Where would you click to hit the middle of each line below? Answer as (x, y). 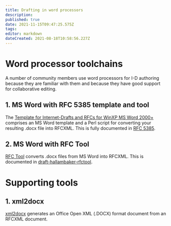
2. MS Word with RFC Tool (47, 144)
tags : (11, 29)
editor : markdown (24, 34)
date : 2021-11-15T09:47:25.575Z (40, 24)
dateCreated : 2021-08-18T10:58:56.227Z (48, 39)
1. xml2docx (25, 202)
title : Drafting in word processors (44, 10)
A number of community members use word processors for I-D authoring (82, 78)
